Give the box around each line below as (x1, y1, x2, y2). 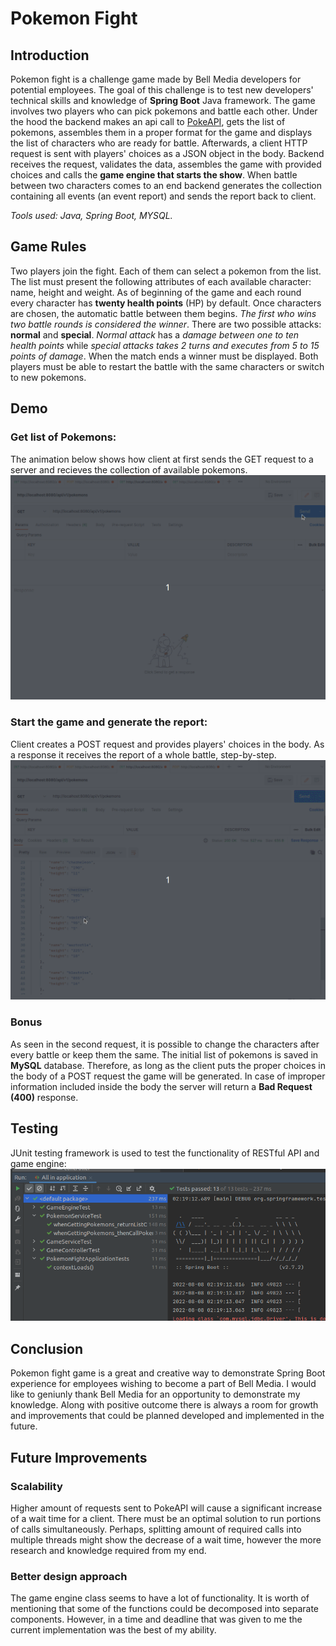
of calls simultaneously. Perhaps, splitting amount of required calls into (10, 1523, 302, 1535)
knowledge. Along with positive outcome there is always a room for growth (10, 1399, 319, 1411)
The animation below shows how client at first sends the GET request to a (10, 453, 314, 465)
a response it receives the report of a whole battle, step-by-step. (10, 748, 277, 761)
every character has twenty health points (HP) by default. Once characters (10, 297, 322, 309)
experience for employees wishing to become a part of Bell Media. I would (10, 1378, 317, 1390)
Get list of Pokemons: (10, 430, 117, 444)
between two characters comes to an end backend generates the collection (10, 180, 323, 191)
